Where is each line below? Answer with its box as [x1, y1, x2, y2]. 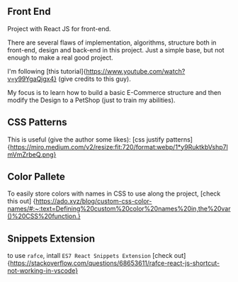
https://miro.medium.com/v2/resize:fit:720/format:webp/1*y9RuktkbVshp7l [9, 142, 228, 151]
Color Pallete [7, 171, 65, 183]
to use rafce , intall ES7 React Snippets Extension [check [7, 252, 173, 260]
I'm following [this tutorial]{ [7, 67, 86, 75]
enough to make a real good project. [7, 53, 113, 62]
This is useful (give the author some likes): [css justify [7, 135, 165, 144]
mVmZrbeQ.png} [7, 150, 57, 159]
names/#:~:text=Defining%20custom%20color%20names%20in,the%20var [7, 205, 231, 213]
